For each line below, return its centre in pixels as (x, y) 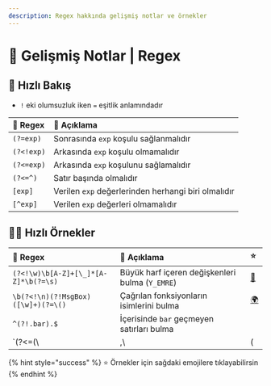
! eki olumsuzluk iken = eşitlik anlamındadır (92, 105)
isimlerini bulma (150, 306)
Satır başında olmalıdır (96, 178)
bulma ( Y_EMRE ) (148, 283)
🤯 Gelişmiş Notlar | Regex (95, 55)
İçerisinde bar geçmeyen (167, 319)
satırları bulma (147, 329)
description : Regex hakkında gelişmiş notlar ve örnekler (108, 16)
